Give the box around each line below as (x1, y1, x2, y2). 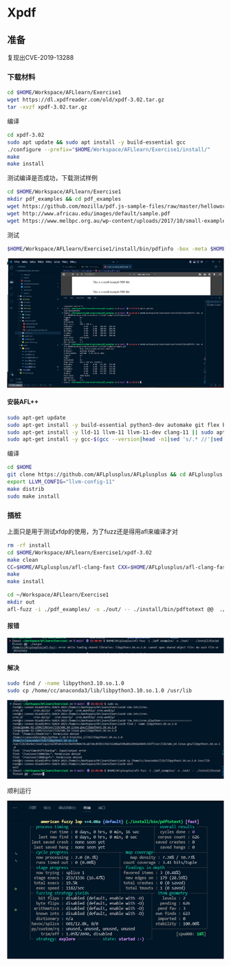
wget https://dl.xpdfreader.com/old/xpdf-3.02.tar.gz (7, 96, 165, 104)
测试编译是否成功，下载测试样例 (7, 174, 98, 182)
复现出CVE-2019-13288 (7, 54, 74, 61)
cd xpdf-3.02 (7, 131, 45, 138)
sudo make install (7, 493, 60, 500)
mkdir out (7, 599, 36, 606)
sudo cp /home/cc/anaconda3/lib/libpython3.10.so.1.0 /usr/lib (7, 688, 192, 694)
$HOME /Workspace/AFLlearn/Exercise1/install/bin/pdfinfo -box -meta (7, 245, 208, 252)
